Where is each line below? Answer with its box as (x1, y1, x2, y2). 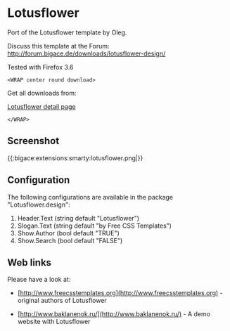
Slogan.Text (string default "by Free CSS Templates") (17, 221, 172, 230)
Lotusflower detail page (7, 102, 76, 110)
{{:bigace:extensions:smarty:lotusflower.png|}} (7, 153, 143, 162)
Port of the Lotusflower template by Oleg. (7, 28, 127, 37)
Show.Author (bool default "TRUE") (17, 228, 120, 237)
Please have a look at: (7, 275, 71, 284)
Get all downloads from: (7, 89, 77, 97)
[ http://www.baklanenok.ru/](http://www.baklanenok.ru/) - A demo (17, 310, 211, 318)
